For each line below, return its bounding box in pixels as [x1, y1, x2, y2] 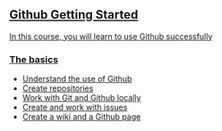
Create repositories [21, 83, 94, 94]
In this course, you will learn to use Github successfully [9, 30, 213, 42]
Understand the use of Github [21, 73, 132, 84]
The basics [9, 53, 59, 65]
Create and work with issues [21, 102, 128, 112]
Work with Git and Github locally [21, 92, 141, 102]
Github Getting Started [9, 7, 139, 22]
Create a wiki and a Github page [21, 111, 141, 122]
